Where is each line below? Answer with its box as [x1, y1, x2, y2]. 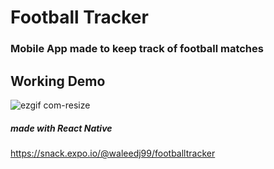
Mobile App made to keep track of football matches [10, 42, 264, 56]
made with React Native [10, 122, 113, 134]
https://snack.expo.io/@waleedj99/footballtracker [10, 147, 216, 159]
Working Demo [10, 72, 106, 90]
